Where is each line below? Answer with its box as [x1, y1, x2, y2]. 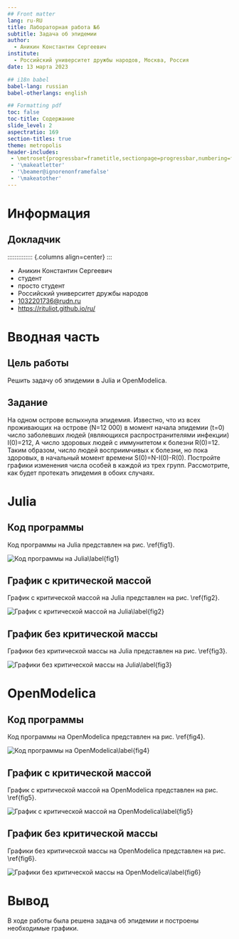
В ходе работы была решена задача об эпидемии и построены [7, 916, 199, 925]
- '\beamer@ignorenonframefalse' [10, 168, 110, 176]
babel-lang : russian [7, 82, 69, 90]
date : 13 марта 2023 [7, 63, 69, 70]
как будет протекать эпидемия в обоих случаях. [7, 468, 155, 477]
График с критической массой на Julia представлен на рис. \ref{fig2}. [7, 594, 220, 602]
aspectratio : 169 [7, 129, 59, 136]
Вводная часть [7, 328, 100, 345]
